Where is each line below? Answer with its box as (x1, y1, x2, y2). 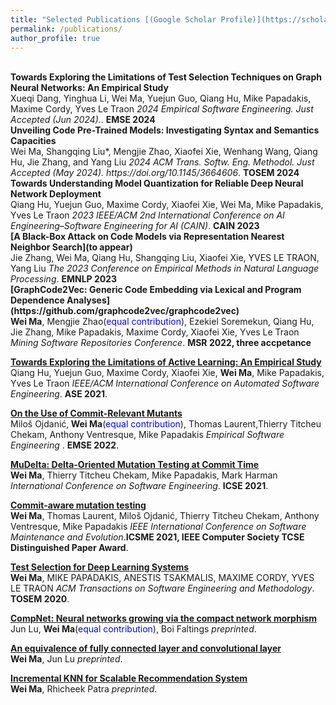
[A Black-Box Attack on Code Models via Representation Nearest (10, 231, 285, 243)
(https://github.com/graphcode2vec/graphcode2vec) (10, 305, 240, 317)
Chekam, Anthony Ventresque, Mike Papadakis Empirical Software (10, 429, 285, 441)
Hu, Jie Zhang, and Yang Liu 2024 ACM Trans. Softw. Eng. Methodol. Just (10, 156, 315, 168)
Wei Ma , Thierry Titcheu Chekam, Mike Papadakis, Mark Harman (10, 469, 278, 481)
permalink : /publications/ (10, 24, 123, 34)
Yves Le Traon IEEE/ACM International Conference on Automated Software (10, 377, 320, 390)
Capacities (10, 135, 57, 147)
